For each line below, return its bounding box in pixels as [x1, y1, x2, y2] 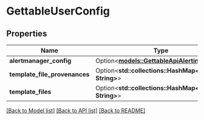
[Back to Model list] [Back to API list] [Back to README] [6, 107, 146, 114]
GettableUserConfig [6, 4, 110, 18]
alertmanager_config [9, 56, 72, 65]
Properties [6, 28, 47, 39]
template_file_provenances [9, 70, 90, 78]
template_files [9, 88, 52, 96]
